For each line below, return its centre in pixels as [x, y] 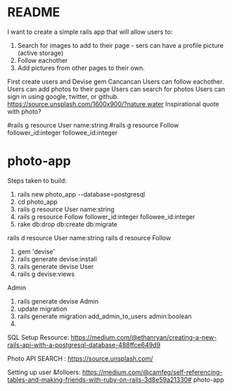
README [34, 12]
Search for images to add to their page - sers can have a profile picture [120, 45]
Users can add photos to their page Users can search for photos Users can [116, 89]
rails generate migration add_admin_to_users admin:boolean [104, 316]
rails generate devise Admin [58, 301]
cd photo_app [37, 201]
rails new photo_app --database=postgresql [81, 194]
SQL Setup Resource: [38, 337]
